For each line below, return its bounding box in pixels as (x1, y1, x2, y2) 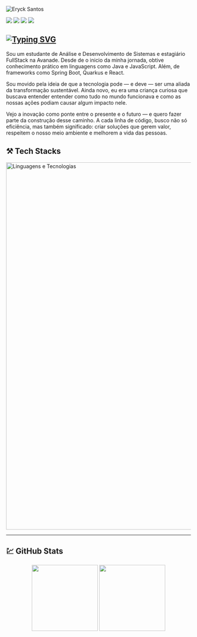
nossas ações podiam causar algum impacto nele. (6, 99, 127, 106)
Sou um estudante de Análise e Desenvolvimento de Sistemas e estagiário (6, 50, 186, 57)
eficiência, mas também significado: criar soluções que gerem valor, (6, 123, 171, 130)
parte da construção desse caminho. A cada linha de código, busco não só (6, 116, 188, 123)
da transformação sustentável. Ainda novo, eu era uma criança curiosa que (6, 86, 188, 93)
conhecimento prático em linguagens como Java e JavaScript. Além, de (6, 62, 180, 70)
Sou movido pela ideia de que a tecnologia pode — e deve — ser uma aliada (6, 80, 191, 88)
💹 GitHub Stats (6, 547, 63, 556)
